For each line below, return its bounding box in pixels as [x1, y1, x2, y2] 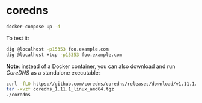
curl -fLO [6, 81, 31, 87]
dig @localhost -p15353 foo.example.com [6, 46, 109, 52]
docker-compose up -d [6, 23, 61, 30]
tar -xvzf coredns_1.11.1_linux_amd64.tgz [6, 86, 114, 92]
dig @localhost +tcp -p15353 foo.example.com [6, 52, 122, 58]
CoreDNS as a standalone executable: [6, 69, 100, 76]
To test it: [6, 34, 29, 42]
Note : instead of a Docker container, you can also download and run [6, 63, 176, 70]
